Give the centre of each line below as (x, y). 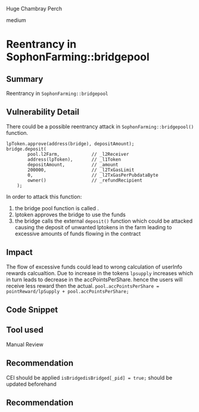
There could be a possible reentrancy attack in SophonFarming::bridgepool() (100, 126)
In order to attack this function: (44, 196)
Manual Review (25, 344)
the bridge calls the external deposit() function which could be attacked (104, 221)
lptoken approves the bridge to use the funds (70, 214)
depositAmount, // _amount (73, 165)
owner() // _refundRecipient (85, 180)
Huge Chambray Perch (34, 9)
